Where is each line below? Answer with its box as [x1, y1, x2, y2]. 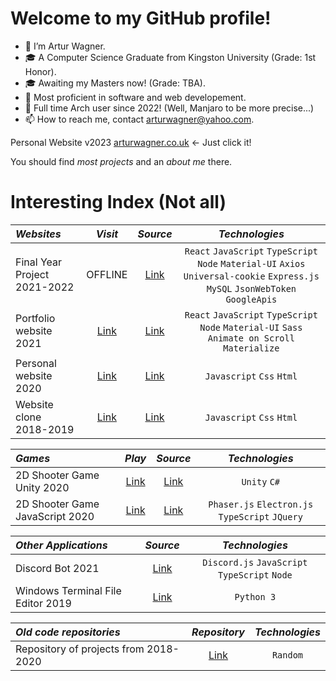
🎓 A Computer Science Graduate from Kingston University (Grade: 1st [24, 51, 317, 63]
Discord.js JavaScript [202, 557, 308, 568]
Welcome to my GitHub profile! [10, 7, 272, 30]
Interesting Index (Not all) [10, 191, 227, 214]
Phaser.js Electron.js [208, 498, 314, 510]
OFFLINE [86, 267, 128, 281]
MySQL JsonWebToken [206, 283, 297, 294]
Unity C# [241, 476, 280, 487]
